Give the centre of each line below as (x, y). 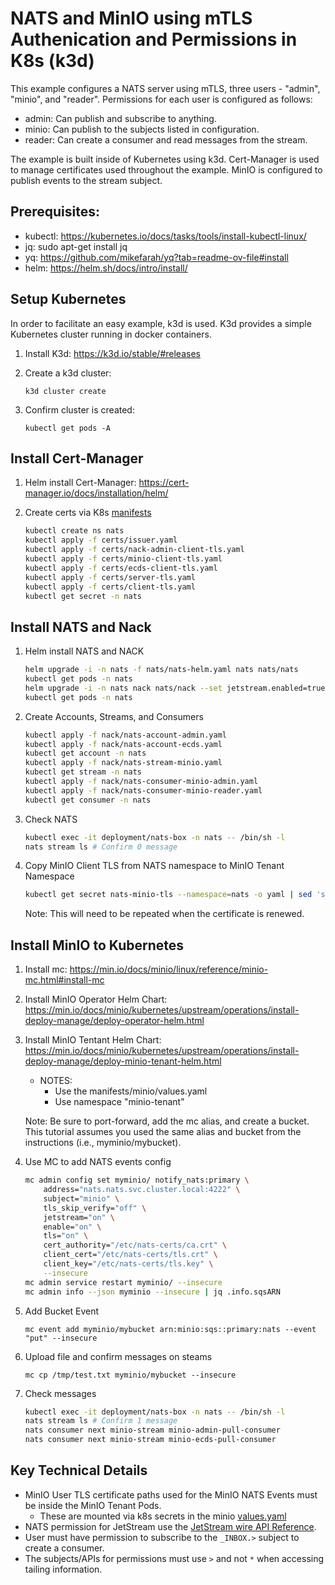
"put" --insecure (61, 1338)
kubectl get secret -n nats (83, 596)
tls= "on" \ (66, 1236)
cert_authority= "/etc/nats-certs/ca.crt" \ (135, 1245)
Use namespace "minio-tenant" (119, 1102)
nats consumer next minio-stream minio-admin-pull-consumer (152, 1430)
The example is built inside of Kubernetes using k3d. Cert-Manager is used (165, 159)
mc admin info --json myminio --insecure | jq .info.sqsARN (152, 1292)
